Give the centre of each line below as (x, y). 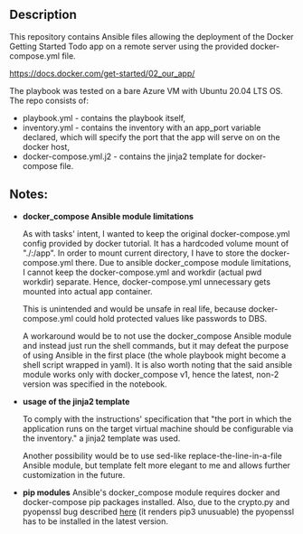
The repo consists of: (49, 100)
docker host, (46, 146)
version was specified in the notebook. (95, 384)
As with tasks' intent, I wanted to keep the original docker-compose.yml (156, 233)
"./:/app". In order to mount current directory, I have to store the (141, 253)
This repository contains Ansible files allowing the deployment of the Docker (151, 36)
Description (43, 15)
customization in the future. (74, 474)
